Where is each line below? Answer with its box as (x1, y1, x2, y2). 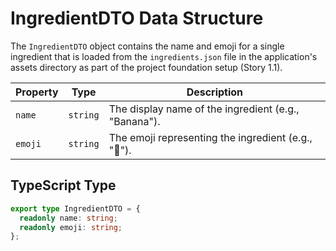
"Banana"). (108, 114, 161, 128)
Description (186, 85, 244, 99)
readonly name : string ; (19, 213, 118, 223)
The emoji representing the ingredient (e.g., (108, 130, 313, 144)
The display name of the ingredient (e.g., (108, 102, 300, 116)
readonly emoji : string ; (19, 222, 123, 232)
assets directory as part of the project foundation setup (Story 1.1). (10, 61, 283, 73)
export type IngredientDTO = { (10, 203, 141, 214)
